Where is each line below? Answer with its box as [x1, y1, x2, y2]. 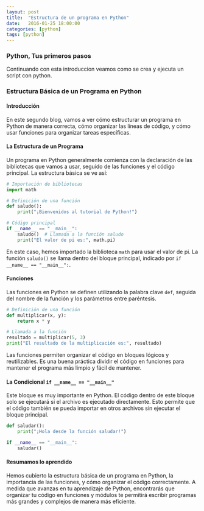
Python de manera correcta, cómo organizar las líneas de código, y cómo [6, 122, 191, 130]
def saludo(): [6, 203, 43, 210]
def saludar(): [6, 423, 45, 429]
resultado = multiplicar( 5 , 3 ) [6, 334, 86, 341]
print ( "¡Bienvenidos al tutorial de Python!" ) [17, 209, 138, 215]
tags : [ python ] [6, 32, 45, 38]
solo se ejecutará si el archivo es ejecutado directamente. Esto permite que [6, 398, 195, 406]
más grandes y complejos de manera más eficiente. [6, 498, 136, 505]
